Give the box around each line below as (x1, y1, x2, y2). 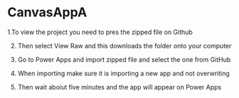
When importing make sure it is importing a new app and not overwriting (17, 69, 230, 77)
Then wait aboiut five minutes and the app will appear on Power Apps (17, 82, 222, 91)
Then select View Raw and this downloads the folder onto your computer (17, 41, 232, 50)
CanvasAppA (7, 4, 87, 21)
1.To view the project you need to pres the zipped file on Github (7, 28, 193, 36)
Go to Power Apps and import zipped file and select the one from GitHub (17, 55, 231, 64)
